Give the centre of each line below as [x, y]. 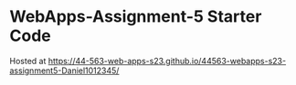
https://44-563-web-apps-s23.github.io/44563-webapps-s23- [167, 61]
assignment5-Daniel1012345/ [64, 71]
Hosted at [28, 61]
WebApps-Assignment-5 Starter [136, 17]
